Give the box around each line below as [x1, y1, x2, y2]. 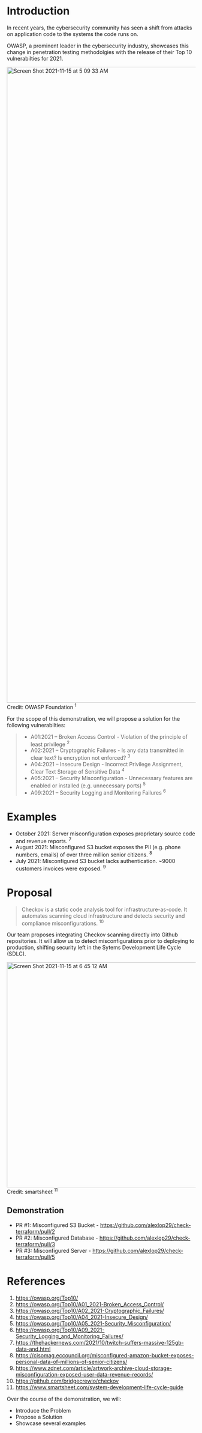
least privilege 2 [30, 739, 70, 748]
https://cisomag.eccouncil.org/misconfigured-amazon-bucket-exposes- [15, 1351, 194, 1359]
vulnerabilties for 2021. [7, 55, 64, 62]
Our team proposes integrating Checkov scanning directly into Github [7, 931, 179, 938]
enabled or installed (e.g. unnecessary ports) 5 [30, 781, 146, 789]
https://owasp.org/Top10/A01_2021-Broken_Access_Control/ [15, 1300, 164, 1307]
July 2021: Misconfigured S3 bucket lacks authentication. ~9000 [15, 858, 176, 865]
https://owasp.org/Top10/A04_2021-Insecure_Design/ [15, 1313, 149, 1321]
